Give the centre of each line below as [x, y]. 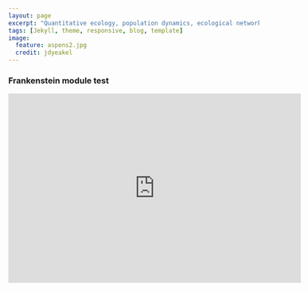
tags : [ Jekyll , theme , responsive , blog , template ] [96, 30]
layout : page [30, 16]
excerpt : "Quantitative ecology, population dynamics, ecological [121, 23]
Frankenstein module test [58, 81]
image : [19, 38]
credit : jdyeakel [44, 53]
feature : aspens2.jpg [51, 45]
